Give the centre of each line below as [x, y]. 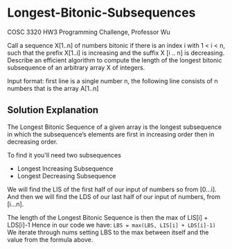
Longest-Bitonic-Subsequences [101, 13]
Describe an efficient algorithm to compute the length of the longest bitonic [115, 60]
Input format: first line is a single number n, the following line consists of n [113, 80]
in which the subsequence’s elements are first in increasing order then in [111, 134]
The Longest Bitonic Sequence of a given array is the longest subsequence [115, 127]
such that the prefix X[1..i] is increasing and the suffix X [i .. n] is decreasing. [116, 53]
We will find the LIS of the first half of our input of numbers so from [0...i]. [112, 189]
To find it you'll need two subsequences [64, 155]
